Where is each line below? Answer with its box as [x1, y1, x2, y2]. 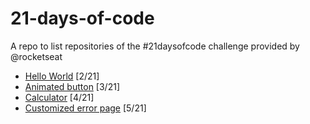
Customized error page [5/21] [24, 102, 147, 114]
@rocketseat [10, 50, 63, 62]
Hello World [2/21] [24, 70, 100, 82]
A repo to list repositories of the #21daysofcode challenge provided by [10, 40, 300, 52]
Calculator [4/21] [24, 91, 95, 103]
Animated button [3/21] [24, 80, 120, 92]
